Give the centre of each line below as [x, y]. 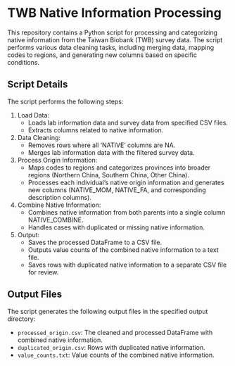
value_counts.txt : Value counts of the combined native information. [116, 355]
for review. [43, 272]
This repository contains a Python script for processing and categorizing [113, 32]
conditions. [24, 62]
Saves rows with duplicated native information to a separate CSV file [127, 265]
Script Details [38, 85]
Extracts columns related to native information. [96, 130]
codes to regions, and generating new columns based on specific [102, 55]
